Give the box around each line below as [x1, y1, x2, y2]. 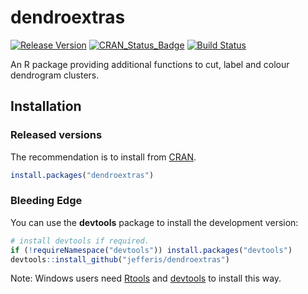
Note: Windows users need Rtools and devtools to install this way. [10, 272, 282, 285]
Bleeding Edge [10, 194, 83, 208]
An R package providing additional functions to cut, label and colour [10, 58, 290, 70]
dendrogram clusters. [10, 69, 100, 81]
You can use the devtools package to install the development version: [10, 216, 299, 228]
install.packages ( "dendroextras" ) [10, 170, 155, 180]
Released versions [10, 128, 103, 142]
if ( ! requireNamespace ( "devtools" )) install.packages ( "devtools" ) [10, 245, 293, 255]
